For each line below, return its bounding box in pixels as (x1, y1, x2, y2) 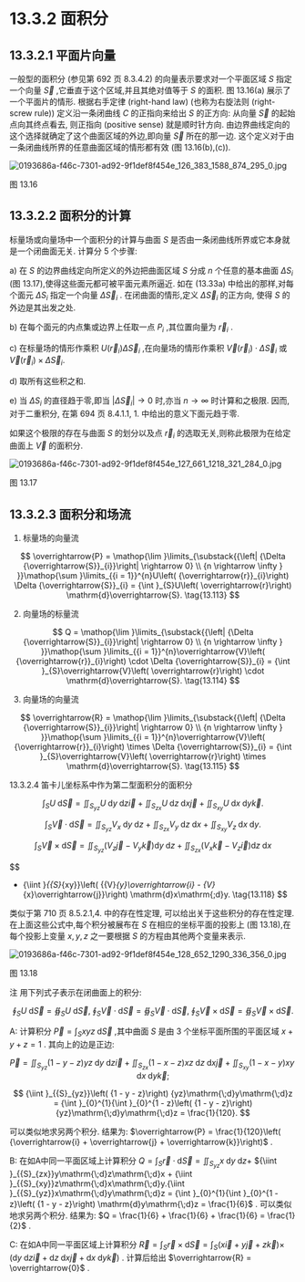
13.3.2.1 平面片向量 (9, 47, 117, 63)
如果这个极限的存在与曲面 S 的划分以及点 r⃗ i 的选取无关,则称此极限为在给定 (9, 427, 291, 441)
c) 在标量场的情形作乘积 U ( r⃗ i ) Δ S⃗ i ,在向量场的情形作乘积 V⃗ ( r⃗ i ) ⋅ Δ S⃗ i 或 (9, 343, 288, 356)
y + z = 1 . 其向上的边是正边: (9, 1039, 116, 1050)
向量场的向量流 (22, 694, 79, 705)
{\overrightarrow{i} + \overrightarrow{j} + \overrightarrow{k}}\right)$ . (9, 1137, 273, 1148)
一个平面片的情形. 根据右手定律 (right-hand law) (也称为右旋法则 (9, 97, 250, 107)
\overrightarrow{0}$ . (9, 1263, 90, 1274)
